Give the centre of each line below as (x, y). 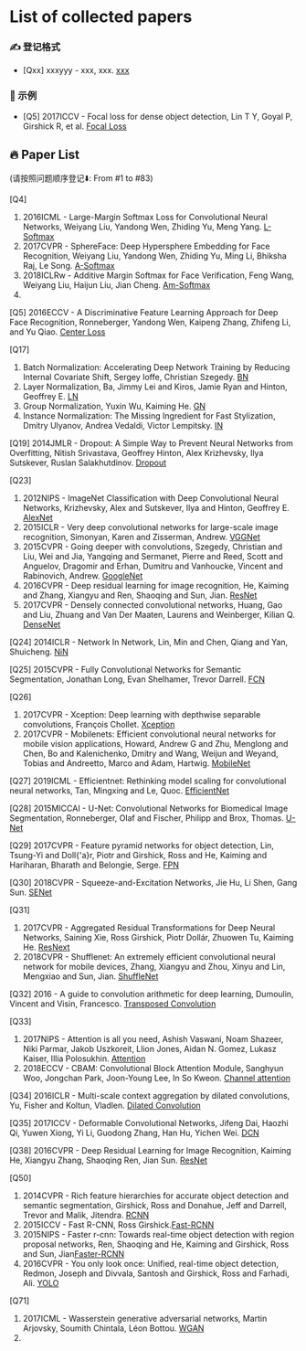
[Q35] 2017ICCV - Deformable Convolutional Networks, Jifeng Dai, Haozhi (149, 1122)
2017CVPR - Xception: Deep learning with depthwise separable (142, 714)
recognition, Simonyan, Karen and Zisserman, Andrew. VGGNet (141, 537)
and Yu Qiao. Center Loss (58, 332)
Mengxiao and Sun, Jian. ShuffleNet (90, 976)
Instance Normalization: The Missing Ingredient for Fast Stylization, (149, 415)
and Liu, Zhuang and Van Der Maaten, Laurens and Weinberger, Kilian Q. (158, 614)
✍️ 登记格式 (35, 48)
